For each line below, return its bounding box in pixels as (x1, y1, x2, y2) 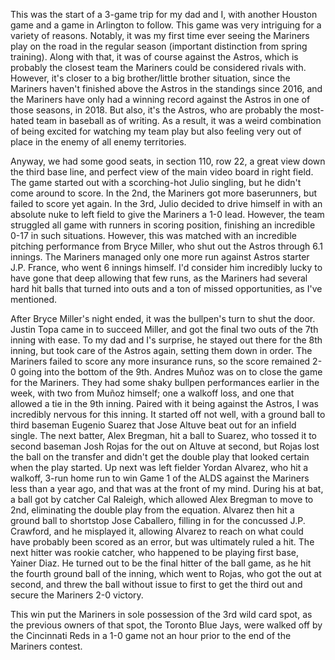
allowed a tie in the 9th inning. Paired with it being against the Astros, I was (10, 398, 319, 409)
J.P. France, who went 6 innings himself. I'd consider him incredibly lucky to (10, 262, 323, 273)
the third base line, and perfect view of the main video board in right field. (10, 166, 314, 178)
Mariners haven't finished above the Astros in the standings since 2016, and (10, 83, 323, 94)
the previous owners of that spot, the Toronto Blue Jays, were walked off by (10, 619, 323, 631)
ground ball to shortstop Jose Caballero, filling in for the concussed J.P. (10, 515, 306, 526)
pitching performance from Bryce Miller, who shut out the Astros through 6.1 (10, 240, 323, 252)
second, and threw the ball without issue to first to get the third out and (10, 579, 303, 590)
